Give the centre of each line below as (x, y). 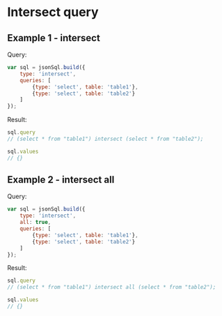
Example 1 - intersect (54, 38)
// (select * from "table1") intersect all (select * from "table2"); (112, 287)
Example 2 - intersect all (61, 180)
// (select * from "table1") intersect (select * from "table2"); (105, 139)
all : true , (35, 223)
